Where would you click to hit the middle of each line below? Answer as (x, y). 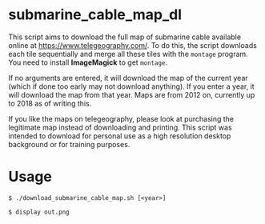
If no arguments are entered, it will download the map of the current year (128, 78)
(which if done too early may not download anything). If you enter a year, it (131, 86)
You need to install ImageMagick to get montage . (88, 62)
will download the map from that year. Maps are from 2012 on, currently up (132, 94)
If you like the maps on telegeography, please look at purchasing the (121, 118)
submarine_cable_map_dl (95, 15)
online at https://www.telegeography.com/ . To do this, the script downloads (133, 45)
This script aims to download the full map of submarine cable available (125, 37)
